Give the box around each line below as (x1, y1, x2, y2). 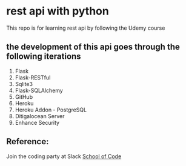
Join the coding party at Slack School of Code (6, 153, 122, 160)
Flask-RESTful (15, 74, 51, 81)
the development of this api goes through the (6, 42, 180, 52)
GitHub (15, 93, 33, 101)
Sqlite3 (15, 80, 33, 87)
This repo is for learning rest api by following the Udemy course (6, 24, 165, 32)
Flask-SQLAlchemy (15, 87, 64, 94)
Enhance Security (15, 119, 59, 126)
